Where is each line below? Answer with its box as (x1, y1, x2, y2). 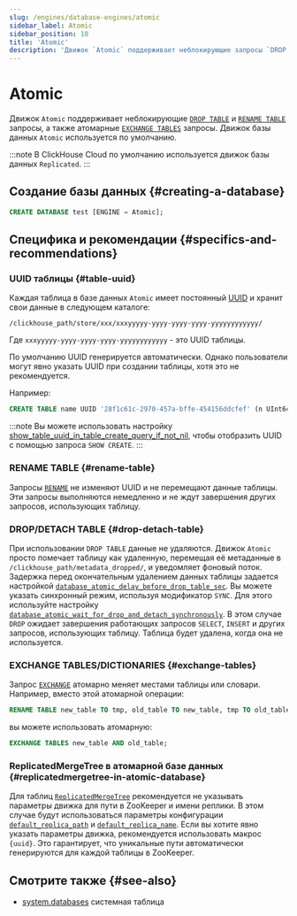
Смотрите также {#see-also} (9, 873, 177, 888)
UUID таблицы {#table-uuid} (9, 273, 136, 285)
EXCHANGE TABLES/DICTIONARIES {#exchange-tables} (9, 658, 257, 671)
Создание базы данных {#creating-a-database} (9, 184, 286, 199)
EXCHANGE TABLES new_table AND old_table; (9, 739, 168, 748)
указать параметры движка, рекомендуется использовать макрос (9, 828, 263, 839)
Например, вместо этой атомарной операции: (9, 689, 185, 699)
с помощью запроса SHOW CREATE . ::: (9, 440, 143, 450)
